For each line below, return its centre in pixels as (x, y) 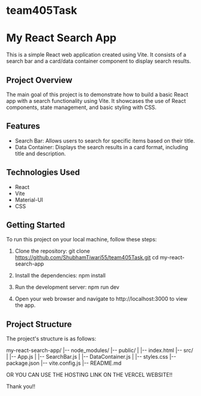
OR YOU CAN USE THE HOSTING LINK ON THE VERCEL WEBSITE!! (89, 375)
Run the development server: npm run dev (67, 287)
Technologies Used (43, 172)
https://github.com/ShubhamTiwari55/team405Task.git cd (87, 258)
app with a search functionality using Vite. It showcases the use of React (96, 101)
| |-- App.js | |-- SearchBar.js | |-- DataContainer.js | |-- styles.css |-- (91, 357)
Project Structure (39, 324)
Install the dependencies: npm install (60, 276)
